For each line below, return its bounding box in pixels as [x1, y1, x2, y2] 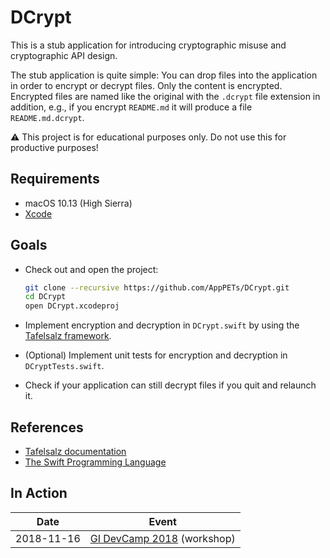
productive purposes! [10, 141, 99, 153]
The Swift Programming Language [24, 456, 167, 468]
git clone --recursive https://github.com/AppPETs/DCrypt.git [24, 282, 290, 293]
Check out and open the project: [24, 263, 159, 275]
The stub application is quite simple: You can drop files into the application [10, 69, 318, 81]
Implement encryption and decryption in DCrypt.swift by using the [24, 319, 300, 331]
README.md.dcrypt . [10, 111, 85, 123]
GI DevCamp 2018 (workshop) [89, 531, 236, 545]
